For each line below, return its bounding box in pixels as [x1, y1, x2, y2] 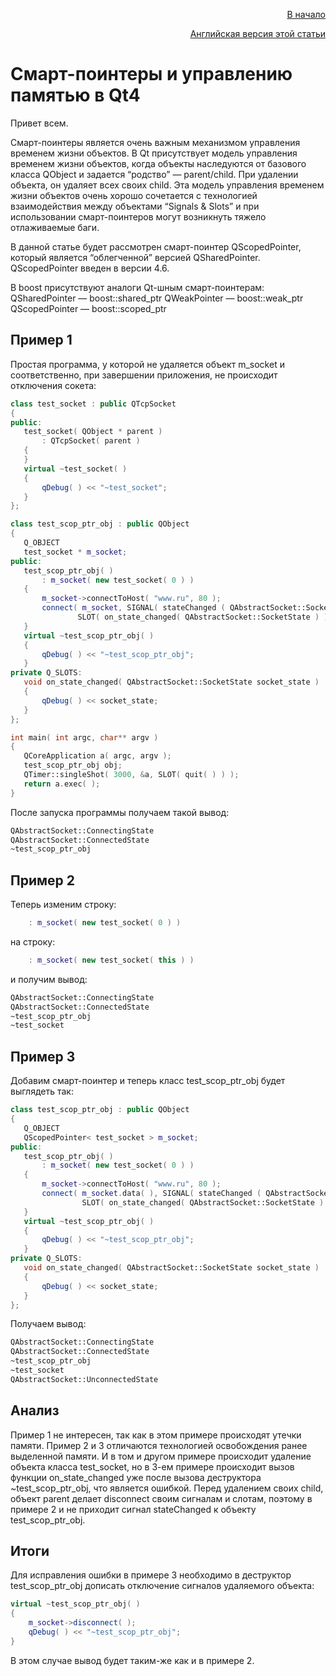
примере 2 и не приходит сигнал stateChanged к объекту [10, 1503, 257, 1515]
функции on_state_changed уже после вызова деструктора [10, 1471, 262, 1483]
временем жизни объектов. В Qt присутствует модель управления [10, 147, 298, 159]
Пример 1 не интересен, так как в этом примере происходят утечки [10, 1429, 302, 1441]
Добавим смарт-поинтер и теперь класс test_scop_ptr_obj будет [10, 1075, 286, 1087]
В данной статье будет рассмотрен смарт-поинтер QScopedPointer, [10, 240, 302, 253]
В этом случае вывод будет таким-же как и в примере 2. [10, 1654, 255, 1666]
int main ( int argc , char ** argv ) [10, 732, 159, 743]
